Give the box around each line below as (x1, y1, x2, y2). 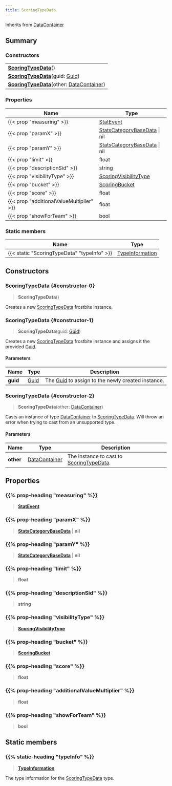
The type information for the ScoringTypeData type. (5, 775, 115, 781)
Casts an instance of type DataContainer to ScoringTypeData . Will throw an (5, 414, 164, 420)
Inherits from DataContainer (5, 22, 64, 28)
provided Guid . (5, 344, 37, 350)
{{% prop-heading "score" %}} (5, 663, 85, 670)
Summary (5, 36, 37, 45)
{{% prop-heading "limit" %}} (5, 565, 82, 572)
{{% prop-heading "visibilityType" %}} (5, 614, 105, 621)
